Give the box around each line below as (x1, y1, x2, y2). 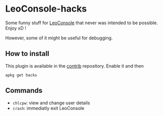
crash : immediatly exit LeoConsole (12, 105, 85, 111)
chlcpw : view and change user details (12, 99, 90, 106)
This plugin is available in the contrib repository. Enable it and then (5, 63, 144, 69)
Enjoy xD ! (5, 25, 26, 31)
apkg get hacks (5, 73, 37, 78)
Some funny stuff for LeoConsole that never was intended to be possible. (5, 20, 158, 26)
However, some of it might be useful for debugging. (5, 35, 113, 41)
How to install (5, 49, 50, 58)
